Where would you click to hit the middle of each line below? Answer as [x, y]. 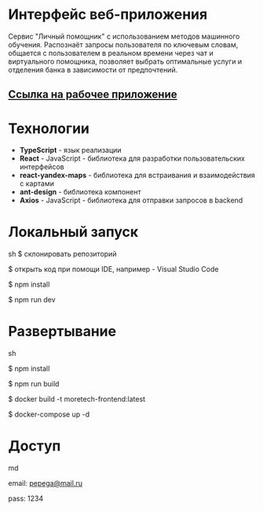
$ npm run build [34, 384]
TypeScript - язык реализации [70, 150]
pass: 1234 [26, 498]
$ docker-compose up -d [49, 414]
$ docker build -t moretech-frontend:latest [77, 399]
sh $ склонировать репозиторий [62, 254]
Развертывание [62, 331]
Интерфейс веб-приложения [108, 15]
